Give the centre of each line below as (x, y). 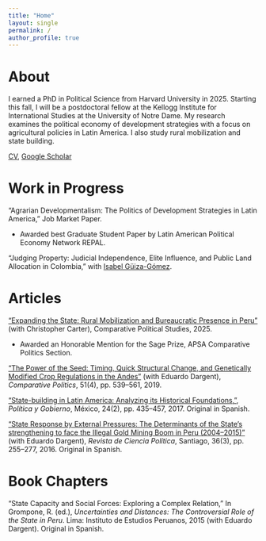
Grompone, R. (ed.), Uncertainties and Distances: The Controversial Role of (131, 512)
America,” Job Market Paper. (55, 219)
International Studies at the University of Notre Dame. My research (117, 116)
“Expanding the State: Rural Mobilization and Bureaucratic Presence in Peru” (133, 320)
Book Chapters (58, 482)
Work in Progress (66, 188)
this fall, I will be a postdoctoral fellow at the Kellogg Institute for (113, 107)
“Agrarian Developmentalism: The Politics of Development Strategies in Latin (133, 210)
